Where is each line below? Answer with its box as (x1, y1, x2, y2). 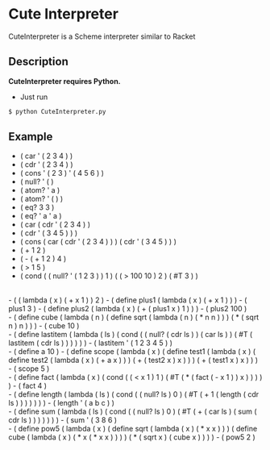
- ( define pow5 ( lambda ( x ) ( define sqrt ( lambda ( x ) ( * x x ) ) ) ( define (8, 424, 258, 434)
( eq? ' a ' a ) (19, 211, 62, 221)
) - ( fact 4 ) (8, 381, 47, 391)
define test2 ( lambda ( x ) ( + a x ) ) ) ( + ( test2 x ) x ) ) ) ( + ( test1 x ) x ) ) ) (8, 356, 259, 365)
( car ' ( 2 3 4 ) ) (19, 151, 73, 161)
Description (8, 55, 69, 69)
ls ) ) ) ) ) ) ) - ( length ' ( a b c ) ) (8, 398, 115, 408)
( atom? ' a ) (19, 185, 60, 195)
